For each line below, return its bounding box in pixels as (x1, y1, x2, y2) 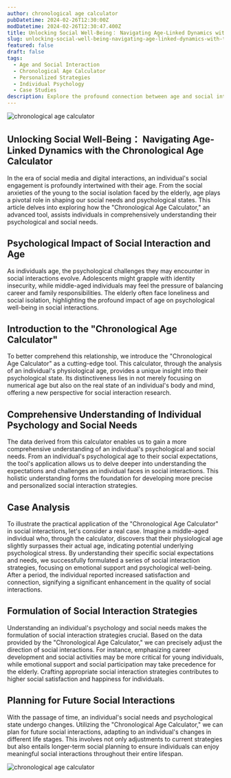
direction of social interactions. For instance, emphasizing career (7, 645, 191, 653)
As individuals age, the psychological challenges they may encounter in (7, 266, 210, 275)
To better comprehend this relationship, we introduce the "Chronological (7, 352, 212, 360)
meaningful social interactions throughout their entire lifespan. (7, 749, 184, 757)
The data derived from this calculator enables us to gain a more (7, 437, 187, 446)
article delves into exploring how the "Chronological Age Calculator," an (7, 203, 210, 211)
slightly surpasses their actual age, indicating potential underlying (7, 541, 194, 550)
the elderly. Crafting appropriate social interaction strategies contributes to (7, 667, 219, 676)
